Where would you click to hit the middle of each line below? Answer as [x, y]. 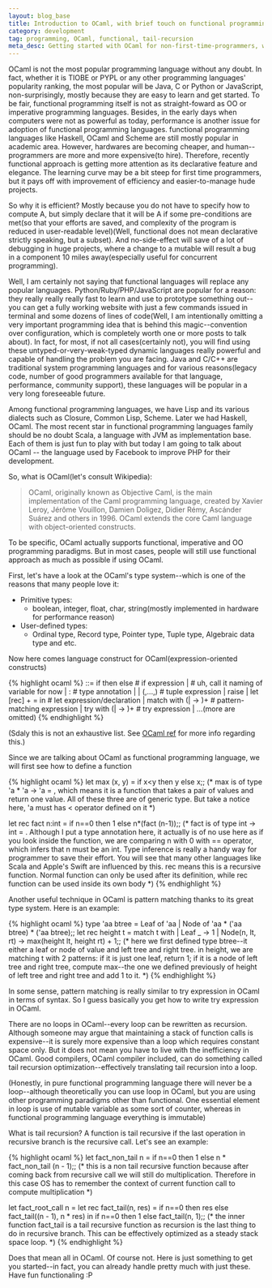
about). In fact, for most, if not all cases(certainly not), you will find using [130, 342]
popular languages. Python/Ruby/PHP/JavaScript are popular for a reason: [132, 290]
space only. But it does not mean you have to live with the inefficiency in [129, 1050]
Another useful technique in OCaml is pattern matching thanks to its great [131, 899]
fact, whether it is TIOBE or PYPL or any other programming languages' [127, 78]
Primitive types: [46, 600]
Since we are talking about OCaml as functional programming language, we [134, 758]
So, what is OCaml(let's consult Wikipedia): [80, 477]
